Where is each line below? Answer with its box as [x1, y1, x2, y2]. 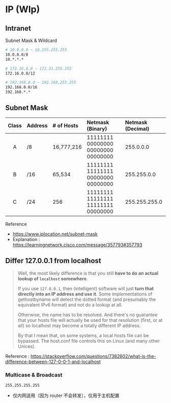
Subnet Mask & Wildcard [5, 37, 58, 43]
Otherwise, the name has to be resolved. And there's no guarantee [17, 312, 158, 318]
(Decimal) [125, 125, 150, 132]
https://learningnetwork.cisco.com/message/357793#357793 [12, 242, 142, 248]
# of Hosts [52, 122, 79, 129]
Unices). [17, 343, 36, 349]
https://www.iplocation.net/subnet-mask [12, 231, 98, 237]
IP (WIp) [5, 4, 40, 15]
